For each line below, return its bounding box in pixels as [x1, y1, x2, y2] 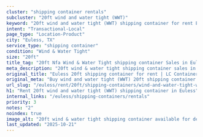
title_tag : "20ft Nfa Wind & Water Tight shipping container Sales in [6, 59, 188, 65]
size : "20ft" [6, 54, 39, 60]
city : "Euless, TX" [6, 37, 56, 43]
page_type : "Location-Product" [6, 32, 85, 38]
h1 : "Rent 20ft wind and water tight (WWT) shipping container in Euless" [6, 88, 199, 94]
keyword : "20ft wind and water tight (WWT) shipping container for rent [6, 20, 193, 26]
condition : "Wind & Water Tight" [6, 48, 91, 55]
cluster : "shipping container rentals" [6, 8, 107, 15]
